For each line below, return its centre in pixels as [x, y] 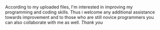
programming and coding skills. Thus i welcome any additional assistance [80, 12]
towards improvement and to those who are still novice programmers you [80, 17]
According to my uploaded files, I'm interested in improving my [69, 7]
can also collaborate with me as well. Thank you [54, 22]
